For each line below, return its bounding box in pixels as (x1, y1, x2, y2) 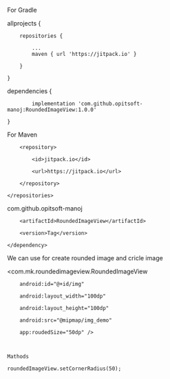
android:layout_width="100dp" (19, 293, 107, 300)
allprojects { (7, 19, 41, 27)
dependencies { (7, 87, 52, 95)
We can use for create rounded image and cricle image (7, 254, 163, 262)
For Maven (7, 130, 38, 139)
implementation (32, 100, 76, 107)
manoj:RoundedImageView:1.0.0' (7, 106, 97, 113)
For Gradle (7, 6, 38, 14)
